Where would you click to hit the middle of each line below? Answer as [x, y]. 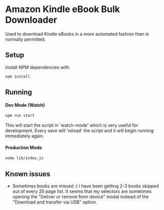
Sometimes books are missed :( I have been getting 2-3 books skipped [86, 186]
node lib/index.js [24, 158]
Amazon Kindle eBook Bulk [63, 9]
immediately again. [25, 136]
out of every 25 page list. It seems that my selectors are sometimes [82, 191]
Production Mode [24, 148]
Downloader [31, 20]
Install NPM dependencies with [37, 67]
